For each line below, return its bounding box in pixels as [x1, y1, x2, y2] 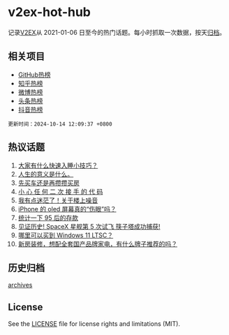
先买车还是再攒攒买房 [17, 179, 80, 187]
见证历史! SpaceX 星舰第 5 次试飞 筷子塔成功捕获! [17, 222, 161, 230]
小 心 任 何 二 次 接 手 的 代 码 [17, 187, 103, 195]
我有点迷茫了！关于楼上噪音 [17, 196, 98, 204]
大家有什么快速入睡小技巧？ [17, 161, 98, 170]
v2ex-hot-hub [8, 4, 91, 20]
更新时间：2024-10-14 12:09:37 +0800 [8, 120, 112, 128]
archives [8, 281, 33, 290]
